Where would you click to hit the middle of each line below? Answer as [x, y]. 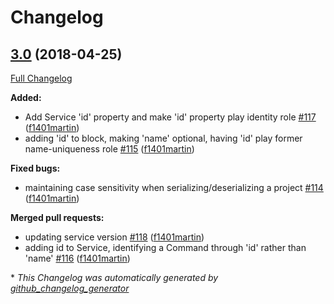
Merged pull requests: [57, 217]
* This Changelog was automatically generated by [114, 277]
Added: [26, 97]
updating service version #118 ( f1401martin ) [114, 237]
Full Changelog [41, 78]
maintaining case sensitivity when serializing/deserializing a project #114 [174, 187]
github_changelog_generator [70, 288]
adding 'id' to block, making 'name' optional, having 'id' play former [163, 138]
